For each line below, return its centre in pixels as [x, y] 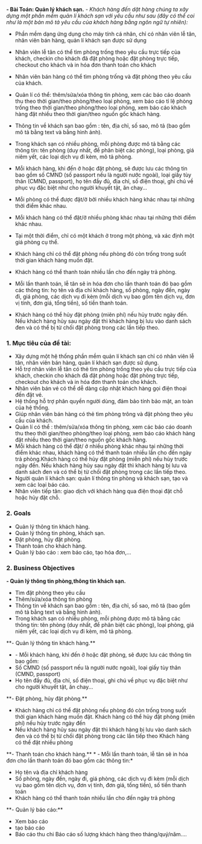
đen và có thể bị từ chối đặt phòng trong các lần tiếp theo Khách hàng [102, 736]
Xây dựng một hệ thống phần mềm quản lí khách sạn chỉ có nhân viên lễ [105, 356]
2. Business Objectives [41, 568]
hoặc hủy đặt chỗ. [37, 498]
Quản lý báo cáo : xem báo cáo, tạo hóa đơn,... [73, 552]
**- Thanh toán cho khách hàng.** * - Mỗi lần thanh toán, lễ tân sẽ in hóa [97, 754]
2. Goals [19, 513]
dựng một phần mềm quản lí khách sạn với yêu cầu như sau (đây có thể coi [100, 16]
